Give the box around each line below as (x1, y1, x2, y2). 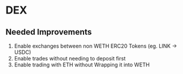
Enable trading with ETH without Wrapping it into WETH (14, 61, 150, 68)
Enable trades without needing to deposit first (14, 55, 126, 62)
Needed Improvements (5, 27, 92, 37)
